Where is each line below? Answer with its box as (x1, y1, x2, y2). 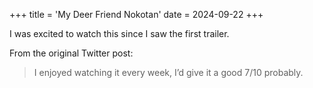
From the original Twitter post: (9, 47, 134, 59)
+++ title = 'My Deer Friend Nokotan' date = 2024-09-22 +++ (9, 9, 264, 20)
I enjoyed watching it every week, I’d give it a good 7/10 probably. (33, 67, 304, 78)
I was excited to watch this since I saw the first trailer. (9, 28, 230, 39)
